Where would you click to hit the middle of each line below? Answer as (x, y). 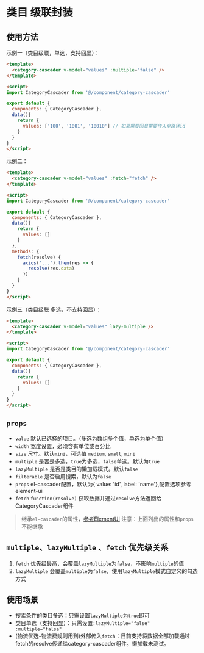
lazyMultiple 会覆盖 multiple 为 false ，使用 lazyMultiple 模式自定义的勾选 (106, 571)
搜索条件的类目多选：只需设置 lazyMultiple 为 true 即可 (83, 615)
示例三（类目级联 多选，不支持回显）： (54, 309)
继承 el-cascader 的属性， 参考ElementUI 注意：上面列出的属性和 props (107, 519)
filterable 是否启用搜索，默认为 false (63, 476)
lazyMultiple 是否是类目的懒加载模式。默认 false (76, 469)
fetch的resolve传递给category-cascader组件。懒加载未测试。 (92, 644)
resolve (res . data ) (51, 269)
